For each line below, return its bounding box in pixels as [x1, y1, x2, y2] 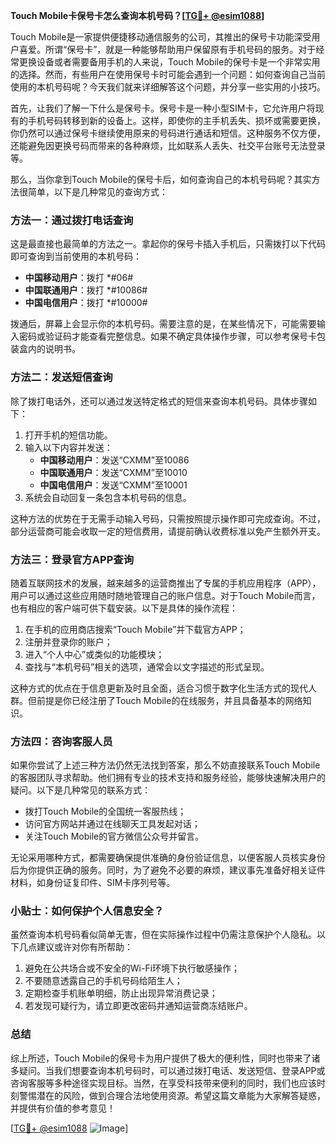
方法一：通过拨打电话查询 [10, 213, 134, 227]
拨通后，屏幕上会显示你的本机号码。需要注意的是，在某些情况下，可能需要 [10, 318, 317, 330]
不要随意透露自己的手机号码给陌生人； [24, 975, 183, 987]
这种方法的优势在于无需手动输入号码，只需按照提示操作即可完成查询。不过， [10, 512, 326, 524]
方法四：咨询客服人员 [10, 734, 113, 748]
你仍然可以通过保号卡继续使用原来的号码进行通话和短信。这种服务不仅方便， [10, 127, 326, 139]
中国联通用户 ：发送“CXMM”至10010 [39, 466, 188, 478]
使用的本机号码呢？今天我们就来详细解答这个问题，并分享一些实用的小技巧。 [10, 81, 326, 93]
